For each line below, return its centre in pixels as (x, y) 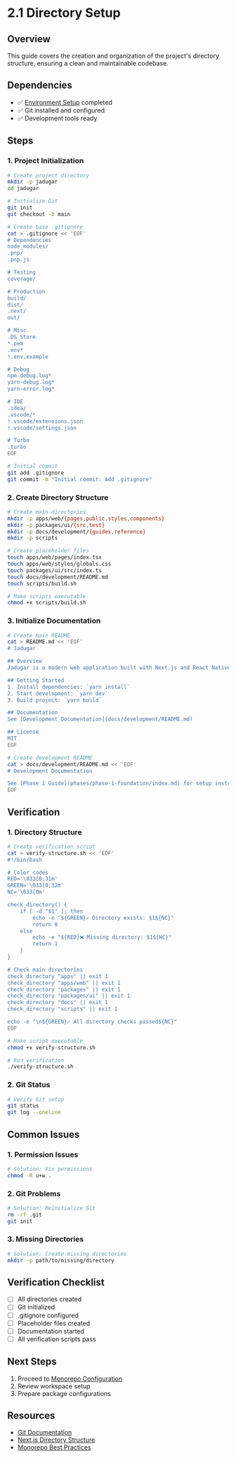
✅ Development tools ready (57, 118)
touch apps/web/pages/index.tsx (54, 557)
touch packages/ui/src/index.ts (54, 570)
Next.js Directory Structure (56, 1440)
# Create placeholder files (48, 551)
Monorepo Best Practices (54, 1447)
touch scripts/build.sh (42, 583)
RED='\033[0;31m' (33, 879)
